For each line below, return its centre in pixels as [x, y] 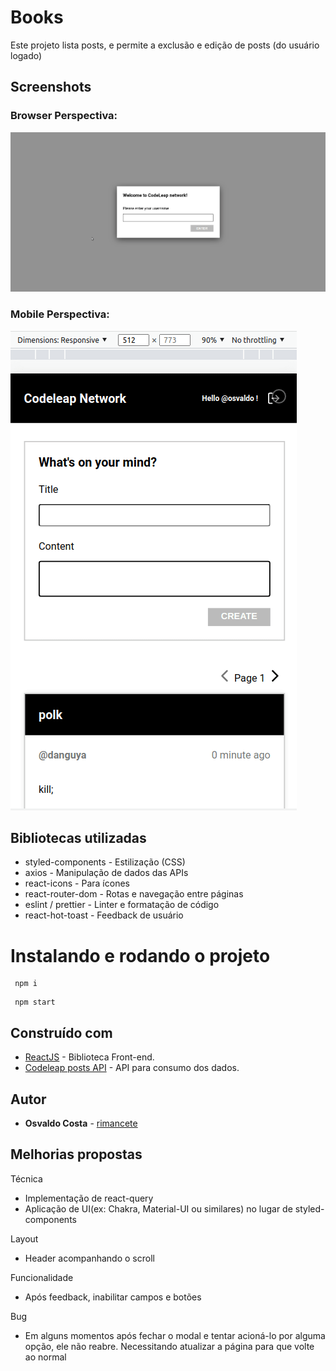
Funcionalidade [42, 1277]
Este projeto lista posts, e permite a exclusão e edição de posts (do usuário [165, 45]
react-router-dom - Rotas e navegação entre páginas [134, 894]
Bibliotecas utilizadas [78, 838]
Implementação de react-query [89, 1198]
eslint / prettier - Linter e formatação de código [122, 905]
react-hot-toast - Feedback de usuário [104, 915]
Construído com [61, 1032]
